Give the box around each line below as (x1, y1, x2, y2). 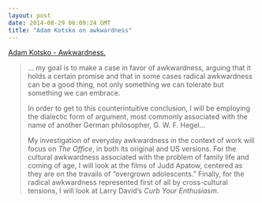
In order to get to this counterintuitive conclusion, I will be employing (27, 103, 251, 113)
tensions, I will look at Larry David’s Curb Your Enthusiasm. (27, 186, 219, 196)
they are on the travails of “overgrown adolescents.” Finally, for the (27, 169, 245, 179)
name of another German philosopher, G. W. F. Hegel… (27, 120, 206, 130)
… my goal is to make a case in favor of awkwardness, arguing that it (27, 63, 251, 73)
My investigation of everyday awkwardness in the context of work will (27, 136, 255, 145)
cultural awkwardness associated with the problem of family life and (27, 152, 250, 162)
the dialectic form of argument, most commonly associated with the (27, 112, 248, 122)
